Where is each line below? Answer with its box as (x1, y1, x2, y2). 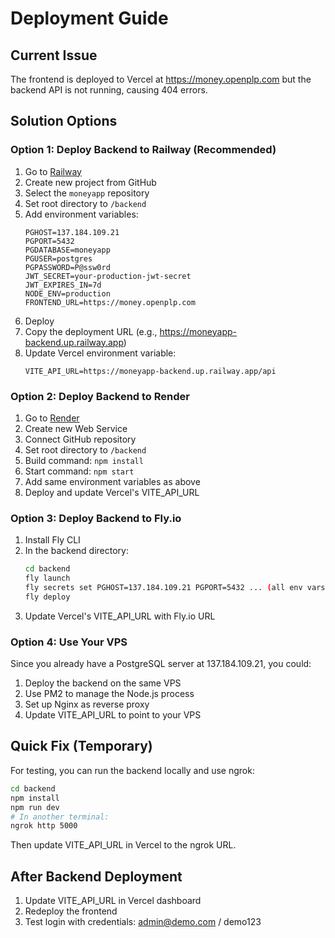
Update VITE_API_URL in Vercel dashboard (24, 895, 202, 907)
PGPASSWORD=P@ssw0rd (24, 262, 111, 272)
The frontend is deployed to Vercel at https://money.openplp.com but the (10, 73, 312, 85)
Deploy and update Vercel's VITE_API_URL (24, 486, 200, 498)
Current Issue (10, 47, 98, 64)
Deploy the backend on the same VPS (24, 677, 182, 689)
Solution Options (10, 113, 118, 130)
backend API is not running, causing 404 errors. (10, 84, 208, 96)
